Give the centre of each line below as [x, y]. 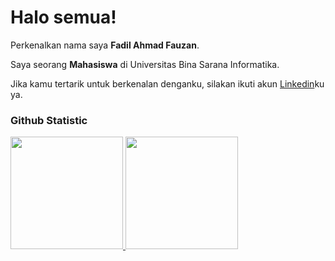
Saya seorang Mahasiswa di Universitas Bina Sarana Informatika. [145, 64]
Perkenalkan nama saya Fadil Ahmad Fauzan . [105, 45]
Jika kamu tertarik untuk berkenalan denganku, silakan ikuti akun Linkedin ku [167, 83]
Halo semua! [63, 17]
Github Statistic [49, 120]
